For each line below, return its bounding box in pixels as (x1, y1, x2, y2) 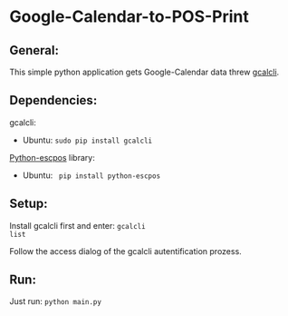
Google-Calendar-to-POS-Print (9, 6, 249, 27)
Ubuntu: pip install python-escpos (22, 170, 161, 181)
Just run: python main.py (9, 296, 102, 307)
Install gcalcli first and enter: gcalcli (9, 220, 147, 231)
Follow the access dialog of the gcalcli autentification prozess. (9, 245, 242, 256)
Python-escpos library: (9, 152, 95, 163)
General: (9, 43, 60, 58)
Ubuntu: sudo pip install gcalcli (22, 134, 152, 145)
